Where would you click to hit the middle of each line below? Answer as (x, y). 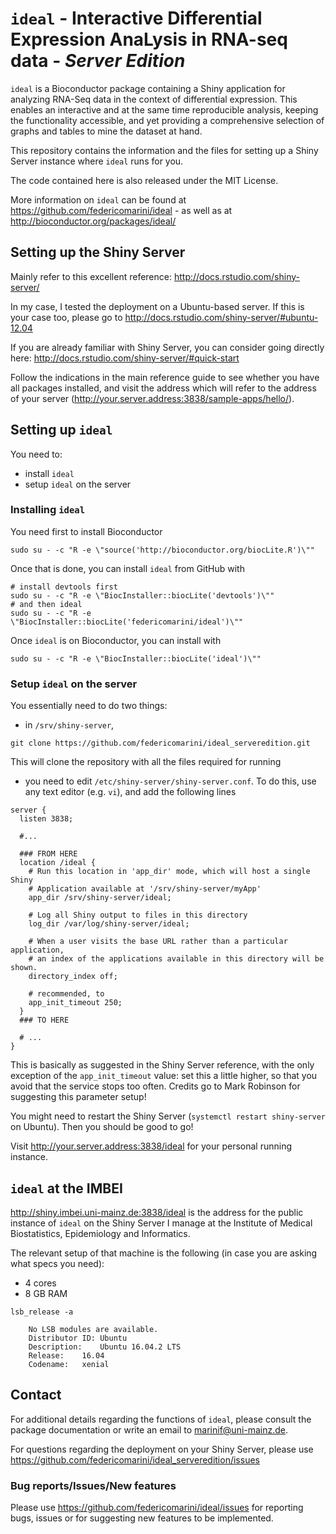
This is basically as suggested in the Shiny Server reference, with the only (162, 1065)
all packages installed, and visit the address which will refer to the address (163, 388)
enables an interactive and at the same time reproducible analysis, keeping (164, 109)
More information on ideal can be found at (98, 199)
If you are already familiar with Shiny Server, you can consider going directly (167, 347)
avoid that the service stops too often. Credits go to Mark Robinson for (155, 1086)
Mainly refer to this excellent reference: (91, 276)
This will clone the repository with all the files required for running (146, 762)
